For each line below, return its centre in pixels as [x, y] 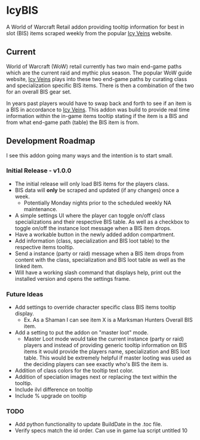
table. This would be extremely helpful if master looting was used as [108, 358]
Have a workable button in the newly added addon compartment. [95, 234]
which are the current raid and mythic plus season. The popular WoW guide [99, 73]
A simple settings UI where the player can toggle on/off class [90, 215]
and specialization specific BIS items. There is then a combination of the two [100, 85]
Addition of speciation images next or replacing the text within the [96, 377]
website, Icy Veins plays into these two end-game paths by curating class [97, 79]
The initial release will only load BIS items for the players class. [92, 184]
